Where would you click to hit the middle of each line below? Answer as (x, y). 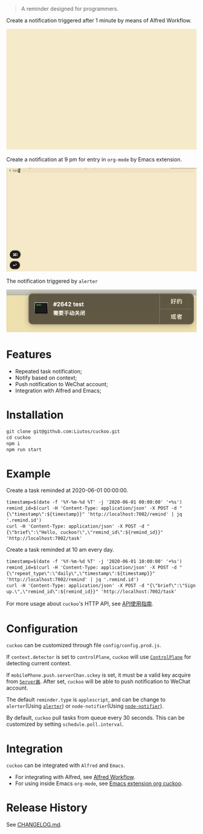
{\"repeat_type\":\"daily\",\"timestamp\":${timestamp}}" (81, 574)
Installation (35, 415)
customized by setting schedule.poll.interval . (65, 724)
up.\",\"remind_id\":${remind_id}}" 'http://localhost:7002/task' (92, 592)
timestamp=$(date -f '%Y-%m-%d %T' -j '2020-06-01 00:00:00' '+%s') (94, 502)
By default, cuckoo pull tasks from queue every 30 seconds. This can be (96, 718)
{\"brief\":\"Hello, (32, 532)
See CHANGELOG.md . (34, 825)
